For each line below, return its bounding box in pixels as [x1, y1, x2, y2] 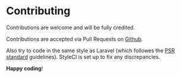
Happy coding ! [6, 64, 43, 72]
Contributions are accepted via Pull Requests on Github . [6, 35, 144, 42]
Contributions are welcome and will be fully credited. [6, 24, 135, 31]
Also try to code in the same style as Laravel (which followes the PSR [6, 46, 175, 54]
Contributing [6, 4, 71, 18]
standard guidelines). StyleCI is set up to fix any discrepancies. [6, 53, 160, 60]
